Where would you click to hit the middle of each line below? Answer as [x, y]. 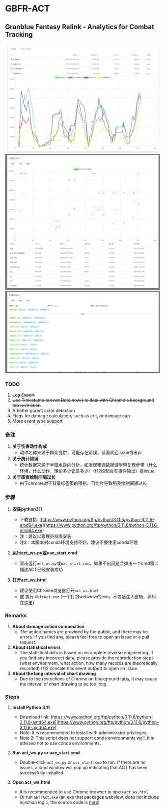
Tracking [19, 34]
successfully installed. [42, 773]
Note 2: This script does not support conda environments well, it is [87, 738]
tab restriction [26, 405]
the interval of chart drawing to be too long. [64, 684]
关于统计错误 [25, 459]
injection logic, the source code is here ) [59, 802]
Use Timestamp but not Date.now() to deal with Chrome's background [83, 400]
